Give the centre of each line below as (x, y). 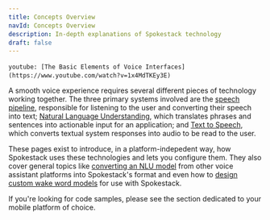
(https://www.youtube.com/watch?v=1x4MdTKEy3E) (90, 76)
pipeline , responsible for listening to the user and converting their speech (130, 108)
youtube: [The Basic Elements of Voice (75, 67)
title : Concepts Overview (52, 17)
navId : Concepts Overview (52, 25)
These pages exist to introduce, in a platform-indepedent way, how (120, 149)
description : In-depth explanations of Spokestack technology (115, 34)
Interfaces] (165, 67)
